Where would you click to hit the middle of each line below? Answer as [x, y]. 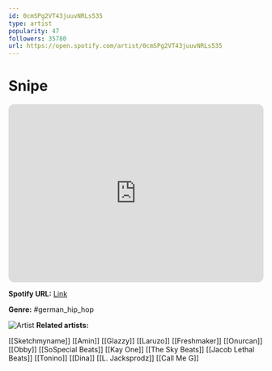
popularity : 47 [34, 31]
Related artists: [62, 326]
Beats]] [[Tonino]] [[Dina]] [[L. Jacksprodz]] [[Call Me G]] [104, 358]
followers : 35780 [38, 38]
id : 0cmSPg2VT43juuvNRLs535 [56, 16]
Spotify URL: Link [38, 294]
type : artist [30, 23]
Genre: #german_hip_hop [51, 309]
